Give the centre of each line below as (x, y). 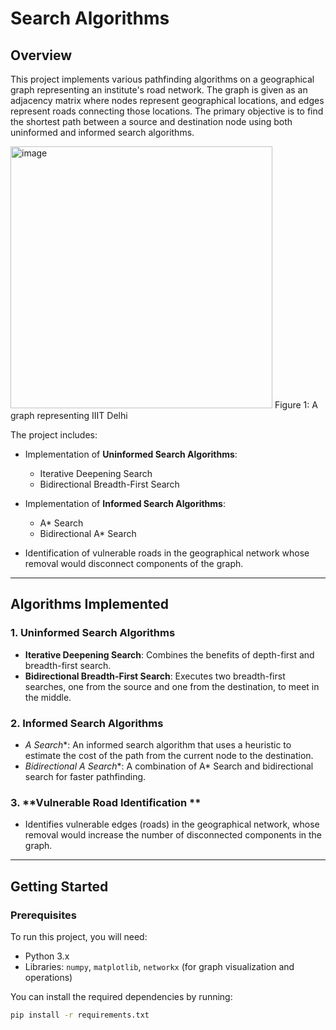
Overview (41, 55)
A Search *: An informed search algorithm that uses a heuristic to (158, 744)
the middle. (48, 697)
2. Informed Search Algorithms (87, 723)
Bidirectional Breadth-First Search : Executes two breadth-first (155, 676)
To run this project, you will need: (79, 936)
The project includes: (54, 435)
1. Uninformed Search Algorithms (93, 633)
